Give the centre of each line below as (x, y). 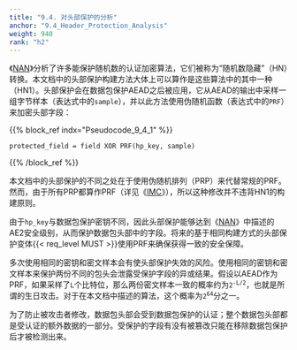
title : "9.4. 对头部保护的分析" (63, 17)
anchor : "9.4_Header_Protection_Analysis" (88, 26)
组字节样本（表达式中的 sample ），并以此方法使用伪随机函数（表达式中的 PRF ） (147, 102)
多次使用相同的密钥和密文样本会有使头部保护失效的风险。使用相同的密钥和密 (148, 262)
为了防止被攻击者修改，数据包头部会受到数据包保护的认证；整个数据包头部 (145, 315)
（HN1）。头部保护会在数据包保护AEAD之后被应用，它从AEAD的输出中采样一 (148, 90)
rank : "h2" (29, 42)
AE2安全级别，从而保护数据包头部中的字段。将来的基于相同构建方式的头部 (145, 233)
